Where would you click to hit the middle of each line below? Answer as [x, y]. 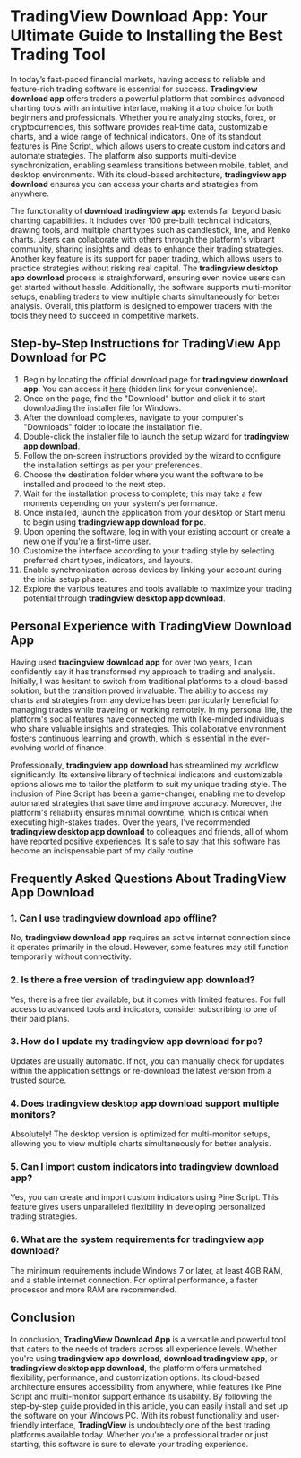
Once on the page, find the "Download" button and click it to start [144, 398]
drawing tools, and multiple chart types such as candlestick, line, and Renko [150, 229]
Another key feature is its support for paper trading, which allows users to [146, 258]
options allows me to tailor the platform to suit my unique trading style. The [149, 784]
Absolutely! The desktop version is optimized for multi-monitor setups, [140, 1134]
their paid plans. [40, 1018]
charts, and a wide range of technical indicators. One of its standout [136, 136]
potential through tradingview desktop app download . [124, 598]
